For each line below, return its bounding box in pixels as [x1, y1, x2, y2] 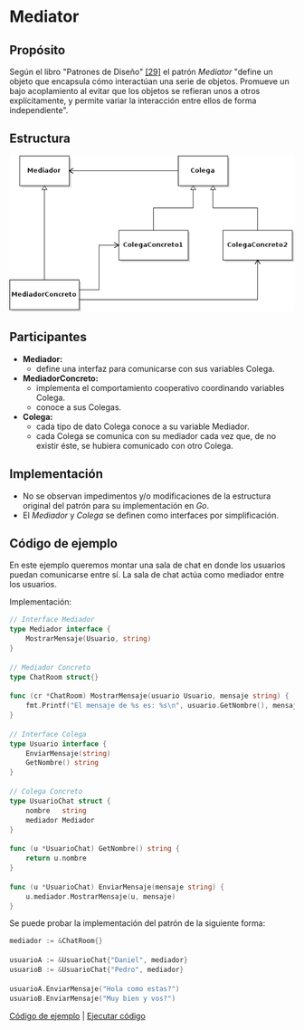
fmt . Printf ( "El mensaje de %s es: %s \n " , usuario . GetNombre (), [25, 701, 270, 711]
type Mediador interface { [9, 625, 111, 634]
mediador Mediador [25, 815, 95, 825]
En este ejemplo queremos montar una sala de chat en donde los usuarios [9, 559, 286, 571]
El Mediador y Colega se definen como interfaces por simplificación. [22, 510, 279, 520]
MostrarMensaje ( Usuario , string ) [25, 634, 152, 644]
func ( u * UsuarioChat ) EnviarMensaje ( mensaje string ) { [9, 882, 224, 892]
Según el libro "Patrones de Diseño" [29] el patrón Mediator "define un [9, 66, 273, 77]
